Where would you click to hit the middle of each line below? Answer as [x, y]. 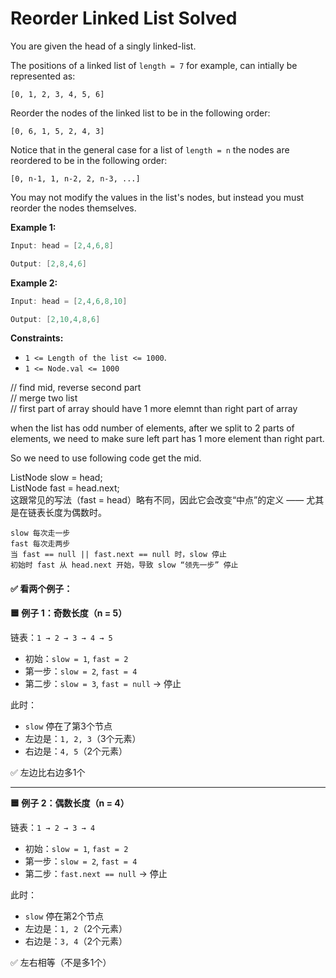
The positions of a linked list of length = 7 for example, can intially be [154, 65]
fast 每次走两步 [40, 544]
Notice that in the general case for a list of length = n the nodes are [150, 149]
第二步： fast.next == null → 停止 [96, 873]
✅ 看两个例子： [41, 589]
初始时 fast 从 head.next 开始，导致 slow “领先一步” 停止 [124, 565]
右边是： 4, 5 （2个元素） [76, 751]
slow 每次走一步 [40, 533]
